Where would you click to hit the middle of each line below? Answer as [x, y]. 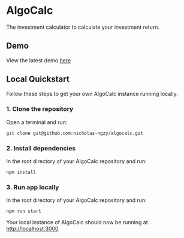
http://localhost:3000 [32, 229]
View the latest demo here [39, 60]
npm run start [24, 211]
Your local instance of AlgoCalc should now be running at [77, 222]
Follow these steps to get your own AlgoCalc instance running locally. [92, 94]
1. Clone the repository [40, 109]
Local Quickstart [38, 79]
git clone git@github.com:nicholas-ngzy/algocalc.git [75, 133]
